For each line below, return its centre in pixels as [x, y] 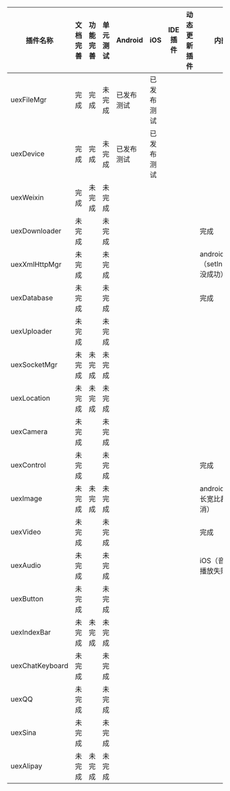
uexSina [23, 732]
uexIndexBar [31, 632]
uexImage [26, 498]
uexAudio [26, 565]
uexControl [28, 465]
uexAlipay [26, 766]
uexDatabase [32, 298]
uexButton [27, 599]
